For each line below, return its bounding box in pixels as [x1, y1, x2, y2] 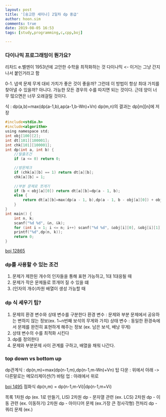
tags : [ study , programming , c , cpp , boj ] [5, 30, 83, 35]
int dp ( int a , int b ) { [5, 147, 54, 152]
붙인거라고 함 [14, 70, 40, 76]
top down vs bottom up [5, 355, 62, 362]
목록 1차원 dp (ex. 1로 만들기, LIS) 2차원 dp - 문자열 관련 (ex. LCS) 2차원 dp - [5, 394, 156, 400]
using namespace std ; [5, 129, 50, 134]
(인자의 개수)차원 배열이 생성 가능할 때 [12, 285, 85, 292]
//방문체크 [14, 165, 32, 171]
